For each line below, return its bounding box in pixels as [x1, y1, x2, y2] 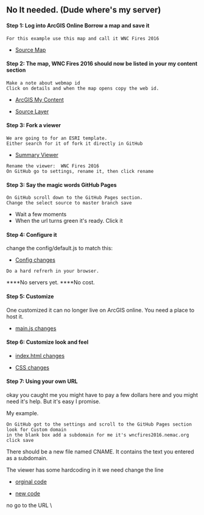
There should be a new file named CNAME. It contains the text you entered [6, 448, 194, 455]
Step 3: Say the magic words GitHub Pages [6, 181, 117, 188]
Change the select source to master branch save [6, 200, 132, 206]
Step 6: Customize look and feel [6, 338, 89, 346]
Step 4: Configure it [6, 231, 57, 238]
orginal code [15, 478, 47, 486]
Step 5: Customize [6, 293, 54, 300]
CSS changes [15, 363, 50, 371]
